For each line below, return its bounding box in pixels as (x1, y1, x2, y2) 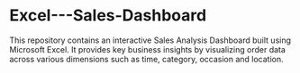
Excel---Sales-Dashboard (9, 5, 207, 26)
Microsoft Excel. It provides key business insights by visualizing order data (9, 44, 286, 54)
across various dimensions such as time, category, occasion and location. (9, 53, 284, 64)
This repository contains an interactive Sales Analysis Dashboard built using (9, 35, 291, 45)
